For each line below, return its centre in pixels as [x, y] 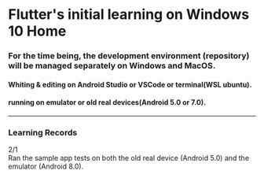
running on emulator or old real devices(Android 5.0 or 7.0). [107, 102]
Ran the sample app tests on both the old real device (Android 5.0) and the [129, 158]
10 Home [37, 31]
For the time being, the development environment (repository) [129, 56]
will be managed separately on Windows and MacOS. [112, 66]
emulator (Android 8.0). [46, 166]
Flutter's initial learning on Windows [129, 15]
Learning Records [43, 132]
